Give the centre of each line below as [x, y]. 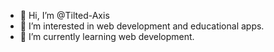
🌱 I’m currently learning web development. [107, 36]
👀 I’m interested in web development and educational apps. [142, 26]
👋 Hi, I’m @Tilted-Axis [64, 15]
